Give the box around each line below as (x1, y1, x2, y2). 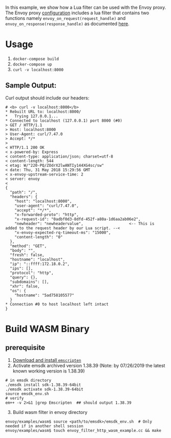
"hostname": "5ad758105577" (14, 293, 74, 298)
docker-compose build (12, 56, 59, 61)
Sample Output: (5, 81, 57, 90)
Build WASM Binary (5, 323, 90, 335)
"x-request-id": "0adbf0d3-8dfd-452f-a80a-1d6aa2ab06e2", (14, 216, 141, 222)
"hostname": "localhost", (10, 257, 66, 262)
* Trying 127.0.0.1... (5, 114, 58, 119)
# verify (5, 396, 24, 401)
